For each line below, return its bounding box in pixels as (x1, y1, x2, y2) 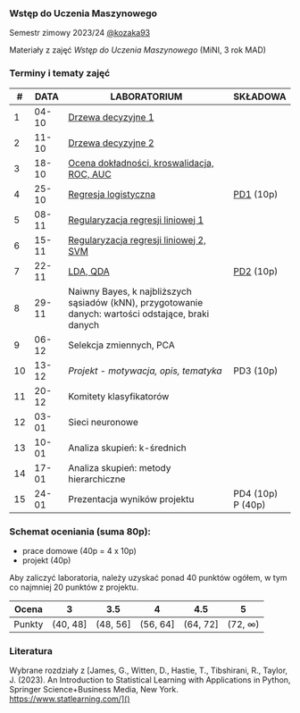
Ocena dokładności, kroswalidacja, (68, 156, 214, 169)
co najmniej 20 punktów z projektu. (9, 582, 139, 592)
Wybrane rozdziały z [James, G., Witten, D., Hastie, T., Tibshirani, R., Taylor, (9, 665, 288, 676)
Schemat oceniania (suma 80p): (9, 525, 152, 538)
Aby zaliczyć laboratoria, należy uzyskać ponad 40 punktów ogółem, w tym (9, 572, 287, 583)
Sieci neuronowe (68, 415, 138, 428)
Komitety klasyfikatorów (68, 390, 170, 402)
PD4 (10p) (233, 487, 279, 499)
